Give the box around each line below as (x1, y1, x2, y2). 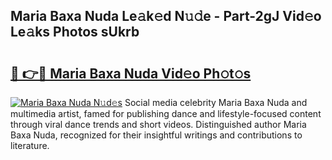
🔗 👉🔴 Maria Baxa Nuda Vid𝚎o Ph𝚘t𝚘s (10, 65, 252, 82)
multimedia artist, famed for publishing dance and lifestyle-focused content (10, 108, 322, 119)
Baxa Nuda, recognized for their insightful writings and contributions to (10, 129, 303, 141)
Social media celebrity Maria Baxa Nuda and (124, 97, 308, 108)
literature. (10, 140, 50, 151)
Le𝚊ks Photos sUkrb (10, 24, 140, 41)
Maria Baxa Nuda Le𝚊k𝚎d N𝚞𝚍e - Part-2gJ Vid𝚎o (10, 8, 322, 25)
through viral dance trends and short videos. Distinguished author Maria (10, 119, 307, 130)
